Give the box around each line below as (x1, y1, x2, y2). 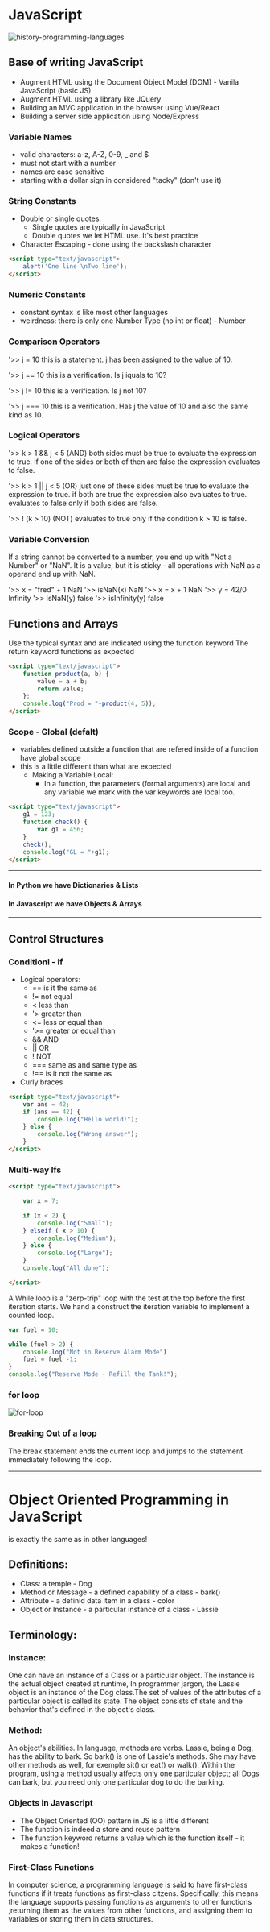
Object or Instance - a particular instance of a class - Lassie (19, 1605, 219, 1615)
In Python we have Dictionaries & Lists (8, 880, 139, 889)
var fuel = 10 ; (8, 1325, 59, 1334)
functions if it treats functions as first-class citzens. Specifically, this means (8, 1888, 259, 1898)
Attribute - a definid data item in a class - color (19, 1596, 175, 1606)
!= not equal (31, 991, 72, 1001)
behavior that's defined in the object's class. (8, 1705, 155, 1714)
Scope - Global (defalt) (8, 727, 99, 738)
